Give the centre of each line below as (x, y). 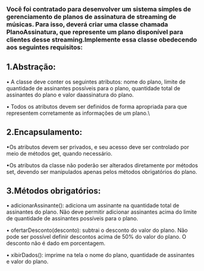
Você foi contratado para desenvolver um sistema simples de (99, 9)
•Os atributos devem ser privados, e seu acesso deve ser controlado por (98, 147)
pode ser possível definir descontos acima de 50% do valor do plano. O (97, 237)
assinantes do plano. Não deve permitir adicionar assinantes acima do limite (102, 212)
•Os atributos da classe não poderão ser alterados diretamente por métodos (102, 165)
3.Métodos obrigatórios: (54, 191)
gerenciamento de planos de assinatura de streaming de (91, 16)
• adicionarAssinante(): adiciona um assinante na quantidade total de (93, 206)
